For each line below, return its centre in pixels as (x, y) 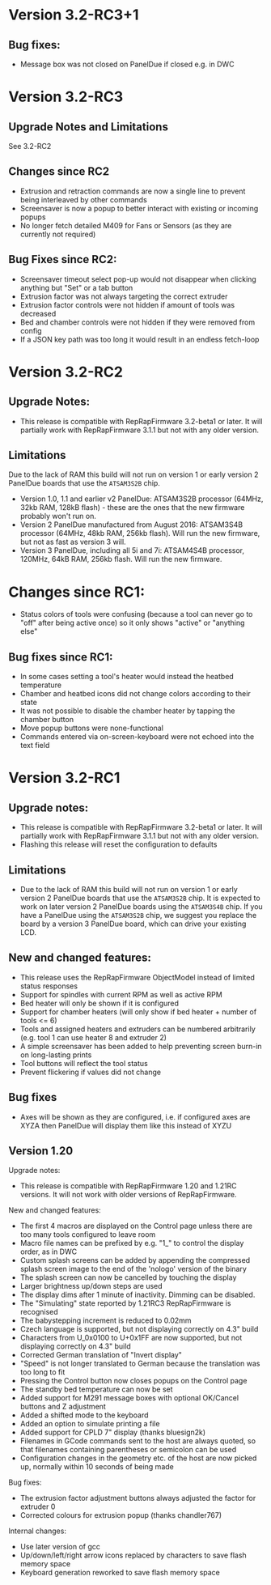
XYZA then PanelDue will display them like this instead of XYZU (126, 1125)
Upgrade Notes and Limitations (88, 127)
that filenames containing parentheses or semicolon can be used (128, 1450)
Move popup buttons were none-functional (92, 728)
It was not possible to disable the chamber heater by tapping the (127, 711)
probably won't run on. (58, 516)
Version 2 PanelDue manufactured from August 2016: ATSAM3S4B (131, 525)
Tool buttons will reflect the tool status (84, 1063)
